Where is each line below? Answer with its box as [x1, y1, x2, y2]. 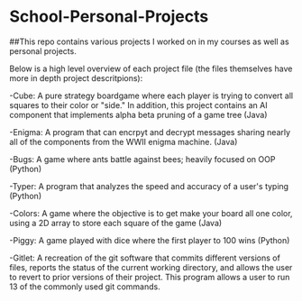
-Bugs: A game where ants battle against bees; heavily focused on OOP [9, 153, 276, 164]
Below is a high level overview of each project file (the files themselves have [9, 63, 293, 74]
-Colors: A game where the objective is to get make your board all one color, [9, 207, 293, 218]
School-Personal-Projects [9, 6, 209, 27]
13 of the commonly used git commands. [9, 281, 160, 292]
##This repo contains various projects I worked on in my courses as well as [9, 36, 290, 47]
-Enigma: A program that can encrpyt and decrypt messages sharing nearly [9, 126, 291, 137]
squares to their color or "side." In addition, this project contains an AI [9, 99, 268, 110]
